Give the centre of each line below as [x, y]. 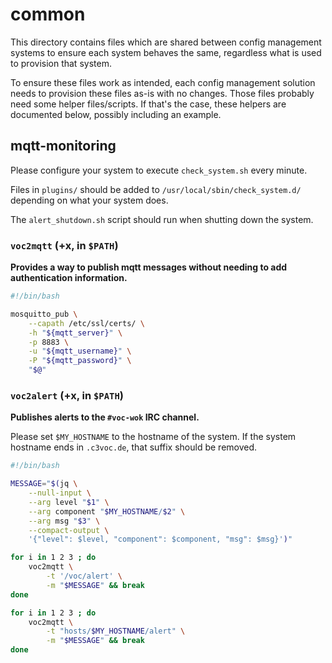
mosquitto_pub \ [44, 314]
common [48, 14]
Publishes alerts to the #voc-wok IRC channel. [105, 417]
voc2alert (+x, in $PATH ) [67, 395]
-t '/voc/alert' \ [84, 576]
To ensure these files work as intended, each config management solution [163, 82]
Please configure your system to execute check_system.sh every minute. [159, 170]
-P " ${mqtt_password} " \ [80, 361]
